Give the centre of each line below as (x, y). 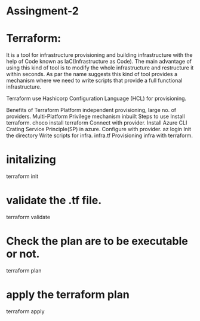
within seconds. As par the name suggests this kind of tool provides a (92, 74)
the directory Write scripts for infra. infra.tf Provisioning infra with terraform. (99, 135)
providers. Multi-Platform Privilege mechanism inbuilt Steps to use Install (96, 116)
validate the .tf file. (54, 200)
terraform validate (28, 217)
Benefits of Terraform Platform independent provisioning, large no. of (91, 110)
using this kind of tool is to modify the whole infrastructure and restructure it (100, 68)
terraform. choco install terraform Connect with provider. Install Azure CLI (97, 123)
